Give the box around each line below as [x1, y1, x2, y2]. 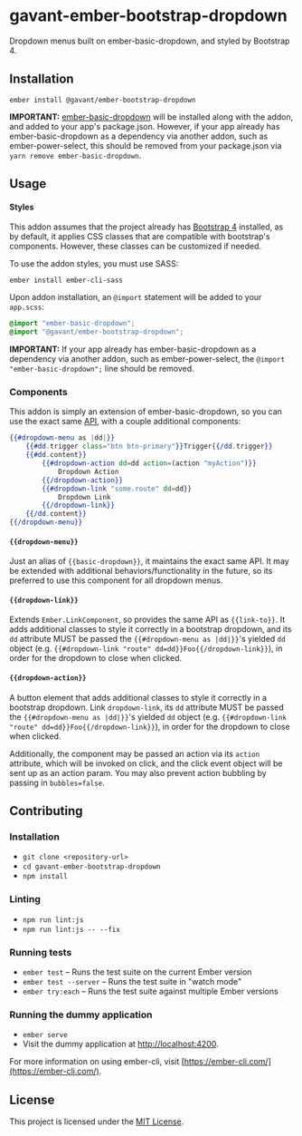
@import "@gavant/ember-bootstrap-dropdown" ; [9, 327, 184, 336]
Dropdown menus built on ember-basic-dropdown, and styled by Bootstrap [9, 35, 290, 46]
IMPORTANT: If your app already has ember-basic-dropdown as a [9, 344, 257, 354]
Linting [9, 893, 41, 906]
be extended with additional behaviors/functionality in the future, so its [9, 566, 273, 577]
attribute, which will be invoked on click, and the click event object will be [9, 758, 283, 769]
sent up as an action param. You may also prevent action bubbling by [9, 767, 267, 778]
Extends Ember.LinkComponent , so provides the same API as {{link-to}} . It [9, 614, 286, 626]
